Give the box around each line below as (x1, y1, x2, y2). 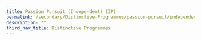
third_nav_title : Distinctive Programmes (6, 25, 111, 31)
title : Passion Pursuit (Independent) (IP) (6, 8, 117, 15)
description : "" (6, 19, 47, 25)
